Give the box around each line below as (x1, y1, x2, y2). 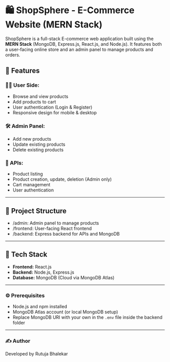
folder (12, 320, 25, 326)
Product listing (12, 171, 43, 177)
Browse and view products (12, 93, 68, 100)
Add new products (12, 136, 52, 142)
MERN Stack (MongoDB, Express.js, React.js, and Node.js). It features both (5, 41, 162, 47)
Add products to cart (12, 98, 57, 105)
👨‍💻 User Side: (5, 82, 39, 89)
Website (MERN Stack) (5, 19, 103, 30)
